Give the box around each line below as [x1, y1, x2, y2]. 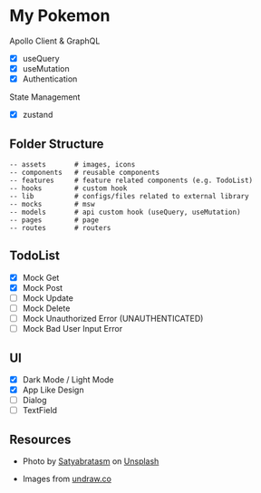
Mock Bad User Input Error [22, 324, 123, 334]
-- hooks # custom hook [9, 184, 128, 193]
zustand [22, 110, 53, 121]
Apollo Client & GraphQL [9, 35, 101, 46]
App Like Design [22, 384, 84, 395]
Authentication [22, 73, 78, 84]
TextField [22, 405, 57, 416]
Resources [9, 431, 72, 447]
